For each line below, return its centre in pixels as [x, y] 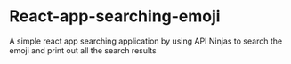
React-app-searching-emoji [115, 16]
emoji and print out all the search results [83, 50]
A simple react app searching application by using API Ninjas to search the [146, 41]
